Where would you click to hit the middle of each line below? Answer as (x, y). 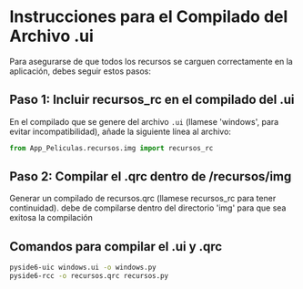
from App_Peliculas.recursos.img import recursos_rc (111, 148)
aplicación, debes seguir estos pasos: (81, 71)
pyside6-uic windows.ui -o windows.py (83, 268)
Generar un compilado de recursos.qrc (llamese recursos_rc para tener (143, 199)
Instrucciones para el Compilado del (149, 17)
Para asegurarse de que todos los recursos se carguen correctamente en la (151, 61)
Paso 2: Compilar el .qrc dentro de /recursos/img (151, 176)
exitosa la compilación (51, 218)
